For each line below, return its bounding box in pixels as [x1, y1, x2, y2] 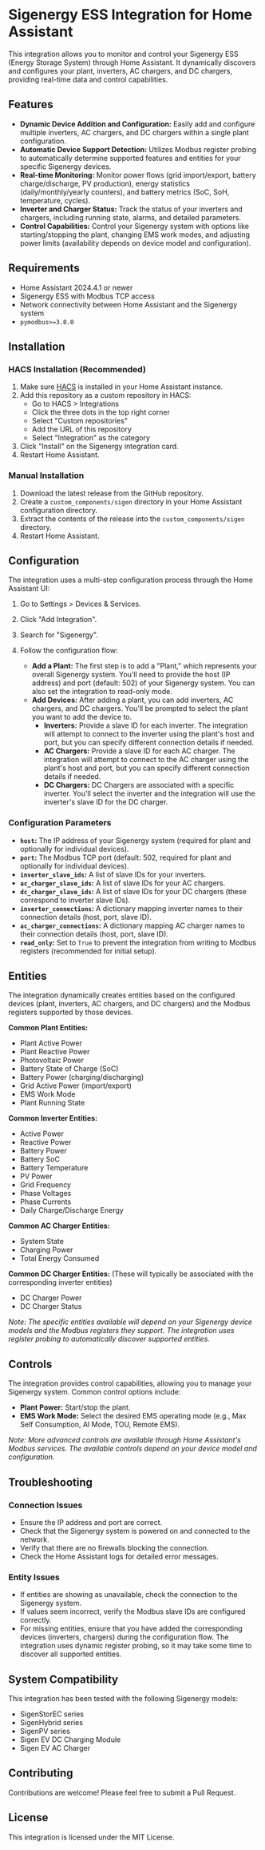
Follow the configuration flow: [19, 646, 118, 656]
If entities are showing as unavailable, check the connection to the [19, 1590, 238, 1599]
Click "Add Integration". [19, 615, 97, 624]
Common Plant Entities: [8, 1023, 89, 1033]
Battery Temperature [19, 1163, 89, 1173]
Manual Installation [8, 470, 85, 481]
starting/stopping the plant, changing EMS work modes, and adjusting [19, 230, 250, 239]
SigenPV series [19, 1727, 70, 1736]
